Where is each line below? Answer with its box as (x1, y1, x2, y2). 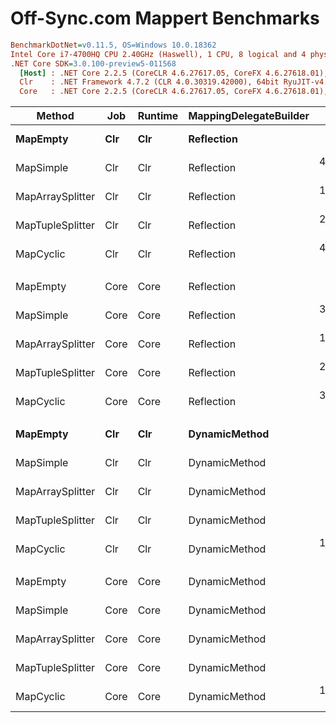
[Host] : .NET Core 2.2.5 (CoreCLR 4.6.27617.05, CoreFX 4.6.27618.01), (19, 68, 329, 78)
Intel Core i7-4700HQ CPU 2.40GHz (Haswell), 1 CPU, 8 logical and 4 (10, 49, 307, 59)
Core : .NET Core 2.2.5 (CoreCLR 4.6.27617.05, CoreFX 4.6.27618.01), (19, 87, 329, 97)
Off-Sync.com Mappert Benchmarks (10, 7, 320, 30)
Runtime (137, 109, 179, 123)
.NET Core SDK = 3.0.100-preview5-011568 (10, 58, 177, 69)
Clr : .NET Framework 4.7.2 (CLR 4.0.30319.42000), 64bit (19, 77, 280, 87)
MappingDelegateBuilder (188, 109, 310, 123)
